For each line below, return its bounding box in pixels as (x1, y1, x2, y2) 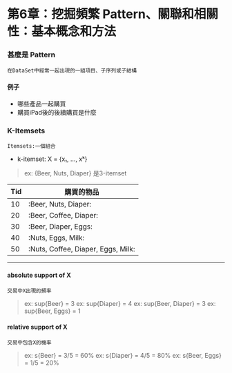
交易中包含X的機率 (7, 339, 52, 346)
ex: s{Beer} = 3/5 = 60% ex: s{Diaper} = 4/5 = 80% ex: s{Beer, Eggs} (23, 352, 222, 360)
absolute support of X (7, 271, 71, 279)
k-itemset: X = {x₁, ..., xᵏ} (17, 155, 88, 163)
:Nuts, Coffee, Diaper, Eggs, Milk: (28, 244, 136, 254)
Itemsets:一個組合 (7, 142, 56, 149)
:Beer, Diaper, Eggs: (28, 222, 93, 231)
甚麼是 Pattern (7, 50, 56, 59)
